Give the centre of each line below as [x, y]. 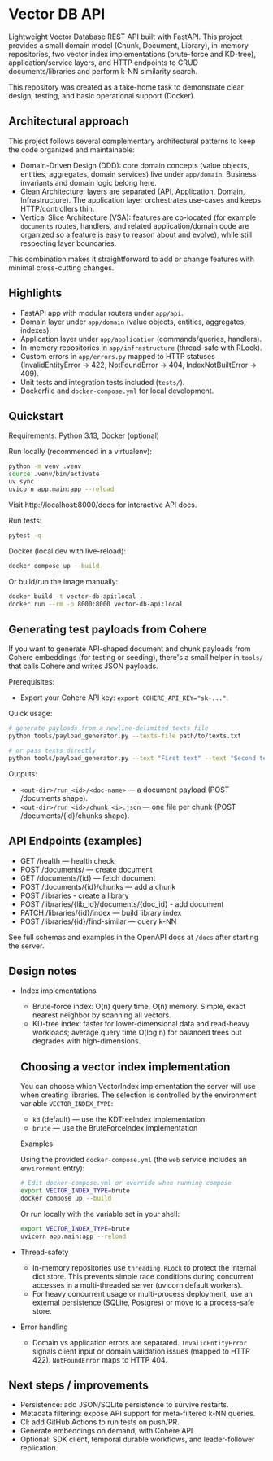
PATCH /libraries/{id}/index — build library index [101, 912]
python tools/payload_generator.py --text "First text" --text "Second [132, 758]
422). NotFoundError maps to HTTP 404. [100, 1359]
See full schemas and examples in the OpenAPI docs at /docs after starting [133, 937]
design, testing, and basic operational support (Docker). [102, 95]
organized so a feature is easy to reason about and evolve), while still [136, 234]
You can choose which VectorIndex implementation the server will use [138, 1087]
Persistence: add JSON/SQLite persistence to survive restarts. [124, 1405]
